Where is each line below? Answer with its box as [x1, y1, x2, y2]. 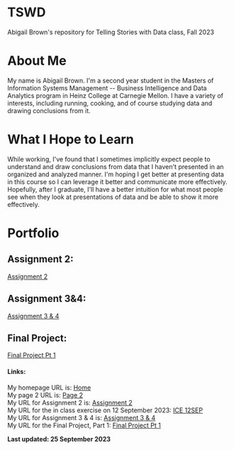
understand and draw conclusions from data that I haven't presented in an [7, 162, 224, 171]
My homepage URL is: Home [7, 383, 91, 392]
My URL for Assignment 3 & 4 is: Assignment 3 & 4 [7, 413, 156, 422]
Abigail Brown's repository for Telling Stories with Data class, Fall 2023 [7, 28, 215, 36]
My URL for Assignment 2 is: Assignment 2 [7, 398, 133, 407]
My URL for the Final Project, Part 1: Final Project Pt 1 [7, 421, 161, 429]
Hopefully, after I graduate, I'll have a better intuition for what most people [7, 185, 223, 193]
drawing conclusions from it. [7, 106, 91, 114]
